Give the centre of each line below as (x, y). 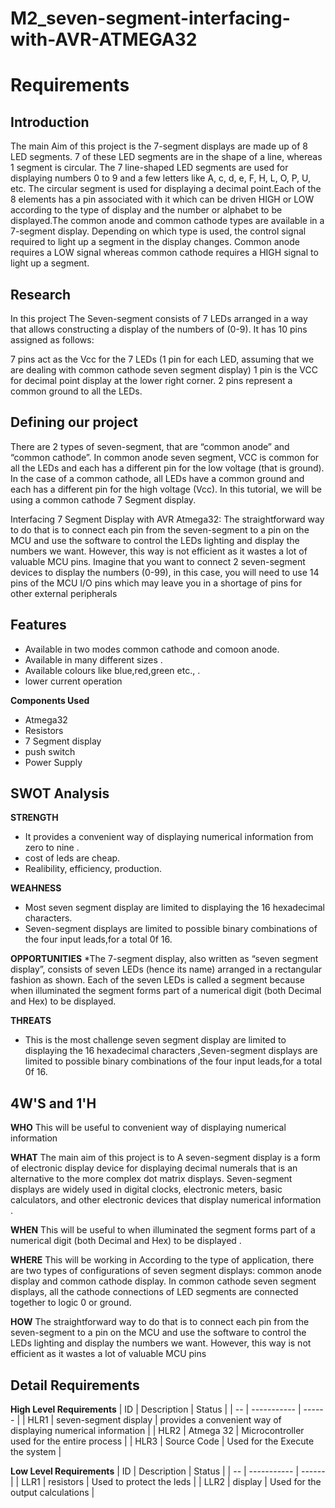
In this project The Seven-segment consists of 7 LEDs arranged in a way (159, 318)
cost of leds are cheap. (72, 858)
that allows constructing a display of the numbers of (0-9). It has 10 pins (159, 329)
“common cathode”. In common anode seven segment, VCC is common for (165, 457)
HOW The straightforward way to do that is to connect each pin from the (160, 1322)
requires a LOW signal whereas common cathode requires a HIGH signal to (164, 253)
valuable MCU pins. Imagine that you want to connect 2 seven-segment (158, 561)
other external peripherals (64, 593)
